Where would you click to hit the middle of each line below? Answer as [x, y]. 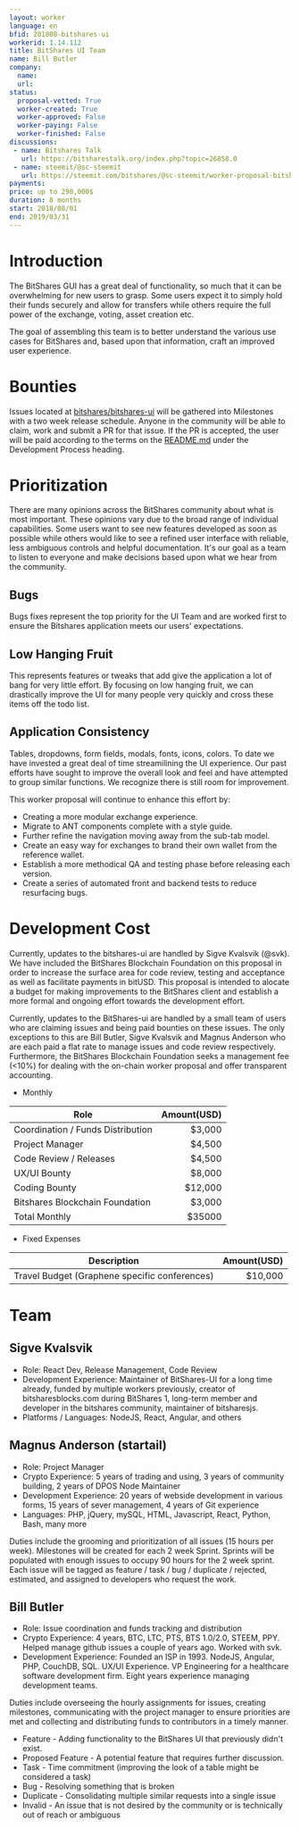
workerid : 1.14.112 [46, 42]
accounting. [31, 1075]
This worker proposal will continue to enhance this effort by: [120, 799]
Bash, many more [54, 1524]
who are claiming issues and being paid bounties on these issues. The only [147, 1027]
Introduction [56, 261]
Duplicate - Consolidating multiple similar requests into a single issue [149, 1796]
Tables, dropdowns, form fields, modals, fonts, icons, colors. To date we [142, 753]
